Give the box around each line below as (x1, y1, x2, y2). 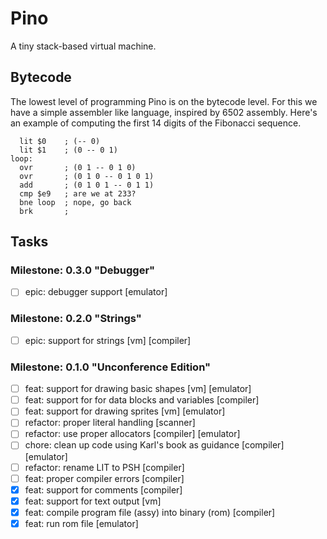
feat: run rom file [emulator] (24, 517, 139, 529)
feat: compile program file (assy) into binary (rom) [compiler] (24, 506, 276, 518)
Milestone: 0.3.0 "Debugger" (10, 263, 156, 277)
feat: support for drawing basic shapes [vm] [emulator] (24, 383, 252, 395)
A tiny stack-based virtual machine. (10, 40, 157, 52)
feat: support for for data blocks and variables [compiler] (24, 394, 260, 406)
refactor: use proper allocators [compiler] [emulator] (24, 428, 241, 440)
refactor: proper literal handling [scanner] (24, 417, 196, 429)
